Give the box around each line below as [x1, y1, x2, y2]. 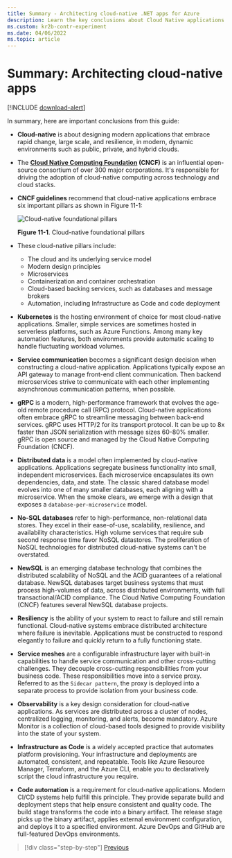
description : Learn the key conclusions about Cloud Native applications [7, 17, 225, 24]
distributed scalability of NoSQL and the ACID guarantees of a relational [17, 571, 222, 579]
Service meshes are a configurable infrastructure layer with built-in [17, 649, 211, 658]
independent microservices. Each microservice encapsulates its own [17, 471, 214, 479]
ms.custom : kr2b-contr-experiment [7, 23, 107, 30]
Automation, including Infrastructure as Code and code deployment [27, 299, 220, 308]
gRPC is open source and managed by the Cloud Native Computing [17, 435, 210, 444]
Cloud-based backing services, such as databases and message [27, 285, 213, 293]
